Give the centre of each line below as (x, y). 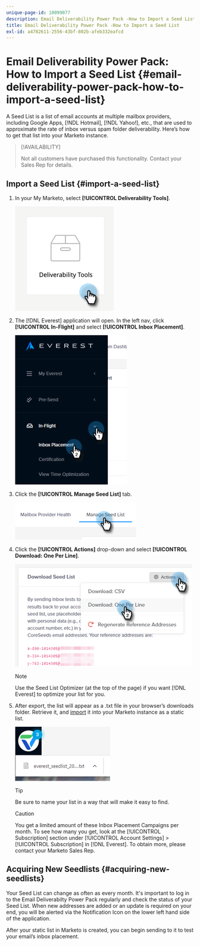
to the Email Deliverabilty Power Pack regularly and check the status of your (99, 899)
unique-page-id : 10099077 (38, 13)
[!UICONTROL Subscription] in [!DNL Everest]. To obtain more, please (100, 844)
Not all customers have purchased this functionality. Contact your (101, 159)
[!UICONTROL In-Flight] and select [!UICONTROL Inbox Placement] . (100, 327)
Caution (24, 813)
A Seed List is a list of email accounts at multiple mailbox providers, (89, 116)
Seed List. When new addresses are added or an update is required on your (99, 905)
